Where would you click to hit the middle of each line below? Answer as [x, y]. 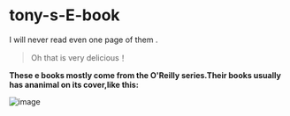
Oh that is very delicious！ [79, 57]
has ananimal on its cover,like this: [74, 84]
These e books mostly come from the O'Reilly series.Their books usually [145, 75]
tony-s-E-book [65, 15]
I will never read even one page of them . [84, 40]
